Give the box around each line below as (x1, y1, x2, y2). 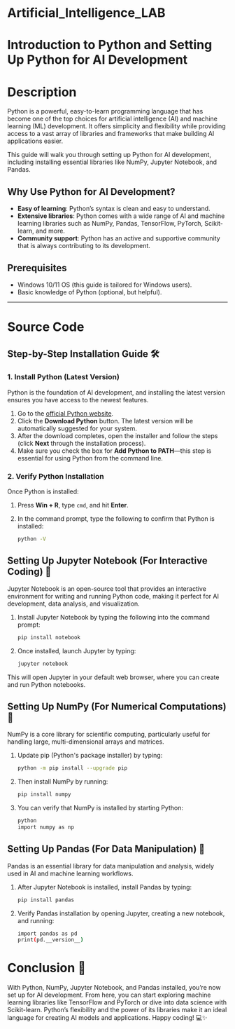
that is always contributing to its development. (17, 242, 150, 250)
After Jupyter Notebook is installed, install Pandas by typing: (17, 883, 192, 891)
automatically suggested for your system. (17, 424, 138, 432)
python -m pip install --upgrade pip (17, 765, 128, 772)
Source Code (7, 319, 85, 335)
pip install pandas (17, 896, 75, 904)
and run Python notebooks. (7, 680, 86, 688)
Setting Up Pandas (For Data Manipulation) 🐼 (7, 843, 205, 855)
